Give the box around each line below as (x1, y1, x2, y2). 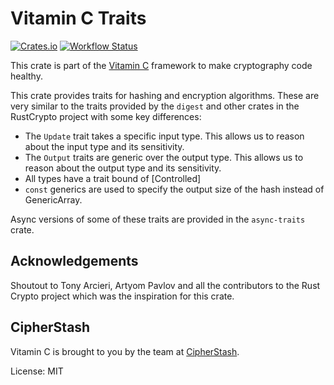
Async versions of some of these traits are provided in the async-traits (10, 213, 306, 225)
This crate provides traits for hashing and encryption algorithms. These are (10, 89, 320, 101)
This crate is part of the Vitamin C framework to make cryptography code (10, 59, 313, 71)
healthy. (10, 70, 43, 82)
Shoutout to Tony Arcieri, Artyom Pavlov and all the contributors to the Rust (10, 279, 321, 291)
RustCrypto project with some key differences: (10, 110, 202, 122)
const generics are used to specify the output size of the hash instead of (24, 183, 325, 195)
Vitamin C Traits (10, 7, 147, 30)
